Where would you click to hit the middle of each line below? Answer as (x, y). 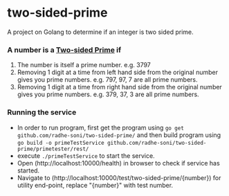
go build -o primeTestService (61, 143)
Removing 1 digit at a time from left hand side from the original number (117, 72)
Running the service (42, 112)
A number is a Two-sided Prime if (64, 50)
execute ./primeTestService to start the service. (86, 155)
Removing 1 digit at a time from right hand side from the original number (120, 87)
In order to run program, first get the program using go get (101, 127)
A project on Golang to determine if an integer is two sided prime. (100, 32)
